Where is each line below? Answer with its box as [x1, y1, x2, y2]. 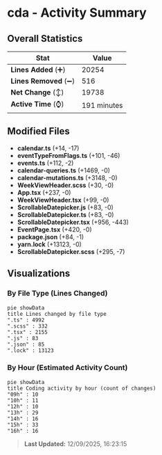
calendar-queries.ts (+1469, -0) [17, 166, 111, 175]
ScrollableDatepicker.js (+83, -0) [17, 203, 114, 211]
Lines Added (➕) [10, 65, 66, 74]
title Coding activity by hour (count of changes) [7, 385, 156, 392]
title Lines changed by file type [7, 310, 107, 317]
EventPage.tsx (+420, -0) [17, 225, 92, 234]
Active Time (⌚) [10, 99, 64, 109]
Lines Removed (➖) [10, 77, 75, 86]
